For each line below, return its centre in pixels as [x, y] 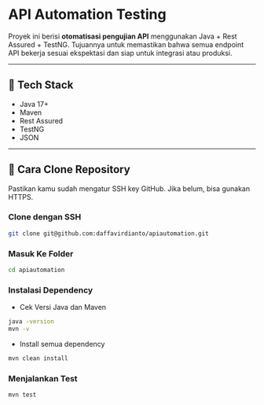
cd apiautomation [37, 270]
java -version [31, 322]
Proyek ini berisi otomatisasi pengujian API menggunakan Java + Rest [123, 36]
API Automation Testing [87, 15]
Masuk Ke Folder [41, 253]
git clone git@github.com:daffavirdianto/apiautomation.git [109, 234]
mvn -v [19, 329]
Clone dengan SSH [45, 217]
